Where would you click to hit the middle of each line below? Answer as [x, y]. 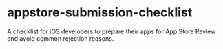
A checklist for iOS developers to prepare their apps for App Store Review [111, 31]
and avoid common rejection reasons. [61, 38]
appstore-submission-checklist [100, 13]
